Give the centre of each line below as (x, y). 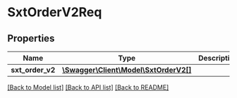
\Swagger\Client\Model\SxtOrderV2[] (127, 70)
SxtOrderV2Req (55, 12)
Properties (31, 38)
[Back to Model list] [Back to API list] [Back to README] (88, 87)
